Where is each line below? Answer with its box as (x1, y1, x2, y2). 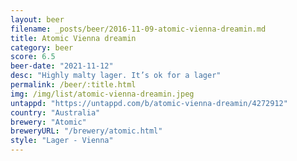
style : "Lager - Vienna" (10, 136, 114, 146)
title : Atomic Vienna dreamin (10, 33, 137, 43)
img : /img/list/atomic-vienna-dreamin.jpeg (10, 89, 195, 99)
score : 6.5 (10, 52, 56, 62)
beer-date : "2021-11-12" (10, 61, 114, 71)
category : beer (10, 42, 74, 53)
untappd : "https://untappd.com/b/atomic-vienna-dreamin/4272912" (10, 98, 288, 108)
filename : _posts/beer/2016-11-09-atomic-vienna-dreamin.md (10, 24, 267, 34)
